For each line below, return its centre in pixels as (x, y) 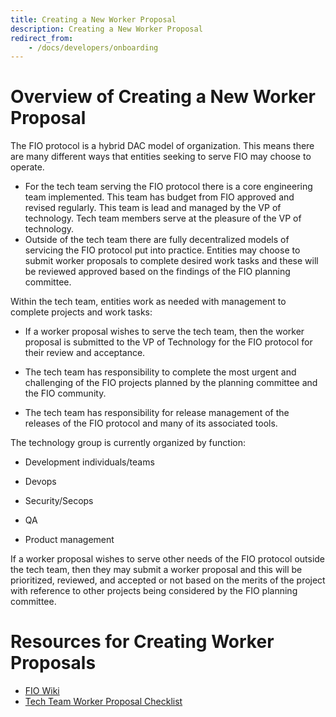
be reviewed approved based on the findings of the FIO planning (157, 272)
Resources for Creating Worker (142, 642)
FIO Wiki (42, 691)
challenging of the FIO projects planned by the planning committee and (171, 383)
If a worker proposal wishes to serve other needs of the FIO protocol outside (168, 559)
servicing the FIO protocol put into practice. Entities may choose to (162, 250)
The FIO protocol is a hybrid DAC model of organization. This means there (162, 146)
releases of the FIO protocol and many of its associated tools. (151, 423)
